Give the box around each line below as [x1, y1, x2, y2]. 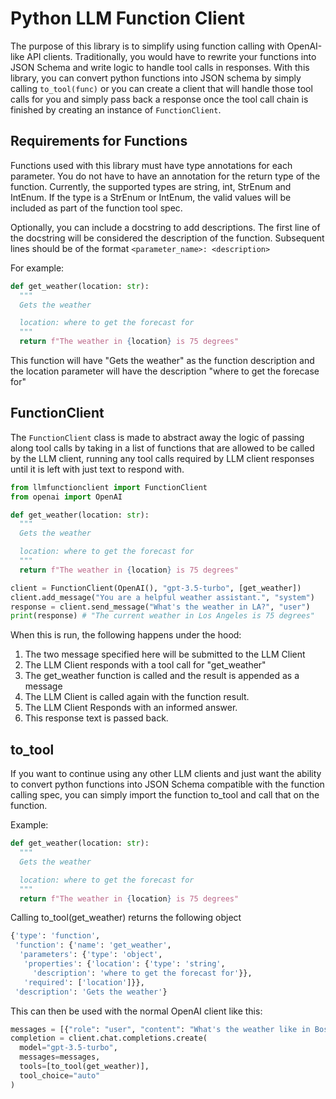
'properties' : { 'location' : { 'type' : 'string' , [23, 959, 226, 969]
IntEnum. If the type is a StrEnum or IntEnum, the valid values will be [10, 191, 292, 203]
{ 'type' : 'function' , [10, 931, 101, 941]
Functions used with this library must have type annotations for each [10, 159, 293, 171]
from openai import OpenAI [10, 492, 123, 502]
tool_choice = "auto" [19, 1070, 101, 1081]
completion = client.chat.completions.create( [10, 1033, 208, 1044]
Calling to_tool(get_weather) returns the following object [10, 912, 242, 924]
